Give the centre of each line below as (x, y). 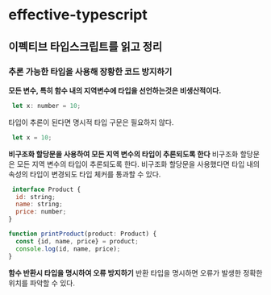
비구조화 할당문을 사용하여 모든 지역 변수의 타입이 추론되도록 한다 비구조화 (123, 154)
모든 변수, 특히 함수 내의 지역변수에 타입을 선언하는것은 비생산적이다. (115, 90)
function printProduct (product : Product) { (83, 234)
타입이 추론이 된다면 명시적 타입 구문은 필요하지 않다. (91, 122)
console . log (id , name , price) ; (68, 249)
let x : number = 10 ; (46, 106)
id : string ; (36, 197)
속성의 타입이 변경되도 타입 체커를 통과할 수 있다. (85, 174)
